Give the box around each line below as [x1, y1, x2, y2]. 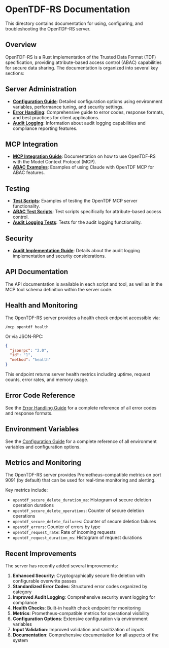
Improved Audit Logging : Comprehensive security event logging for [12, 594, 156, 600]
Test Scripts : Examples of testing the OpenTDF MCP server [12, 198, 138, 204]
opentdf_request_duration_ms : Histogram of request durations [12, 534, 142, 541]
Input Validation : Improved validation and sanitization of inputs [12, 627, 145, 633]
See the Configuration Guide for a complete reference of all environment [5, 438, 157, 445]
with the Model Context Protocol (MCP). [12, 159, 96, 165]
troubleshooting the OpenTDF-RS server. [5, 25, 91, 31]
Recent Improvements [5, 549, 77, 558]
